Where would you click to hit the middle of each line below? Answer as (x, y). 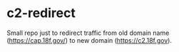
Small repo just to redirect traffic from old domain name (88, 33)
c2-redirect (41, 13)
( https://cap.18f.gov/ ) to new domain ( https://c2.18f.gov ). (89, 40)
